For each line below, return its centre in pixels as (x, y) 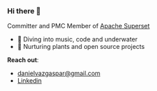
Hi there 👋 (24, 11)
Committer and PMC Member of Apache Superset (78, 26)
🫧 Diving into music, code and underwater (77, 39)
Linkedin (30, 81)
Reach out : (23, 60)
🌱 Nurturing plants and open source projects (81, 47)
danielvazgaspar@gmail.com (59, 73)
